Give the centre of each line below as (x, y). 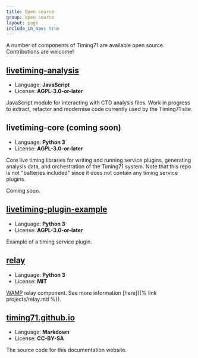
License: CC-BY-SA (39, 338)
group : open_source (30, 17)
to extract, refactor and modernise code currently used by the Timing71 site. (100, 109)
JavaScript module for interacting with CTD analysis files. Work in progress (98, 103)
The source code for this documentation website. (67, 350)
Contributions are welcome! (40, 52)
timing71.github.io (41, 318)
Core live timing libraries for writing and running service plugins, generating (99, 160)
